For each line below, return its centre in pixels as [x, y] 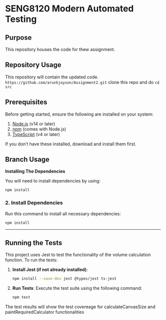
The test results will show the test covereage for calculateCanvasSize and [80, 307]
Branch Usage [27, 160]
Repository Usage [33, 65]
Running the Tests [34, 243]
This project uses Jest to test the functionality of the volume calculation [78, 255]
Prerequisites [26, 102]
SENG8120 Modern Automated [70, 9]
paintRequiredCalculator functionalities [45, 312]
